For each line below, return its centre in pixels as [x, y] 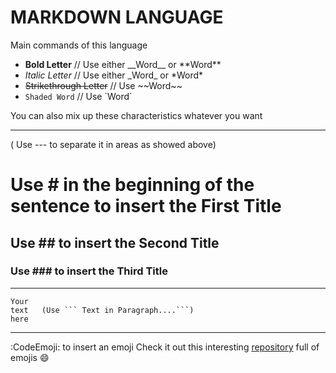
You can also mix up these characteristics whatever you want [136, 115]
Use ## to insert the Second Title [115, 242]
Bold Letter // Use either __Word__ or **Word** [123, 64]
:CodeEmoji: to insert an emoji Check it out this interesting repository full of [165, 347]
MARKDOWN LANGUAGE [117, 17]
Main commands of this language [79, 45]
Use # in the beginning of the [132, 185]
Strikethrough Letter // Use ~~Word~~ [103, 85]
